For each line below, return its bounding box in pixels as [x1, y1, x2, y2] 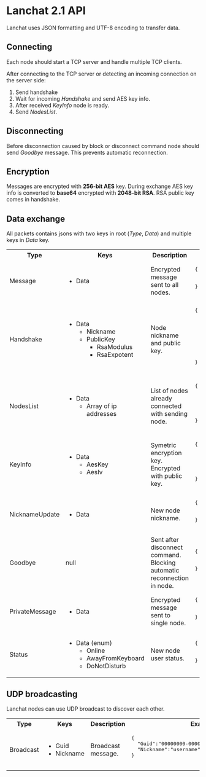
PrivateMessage [9, 607, 56, 615]
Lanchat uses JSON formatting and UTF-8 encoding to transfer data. [6, 24, 180, 31]
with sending [150, 410, 188, 418]
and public [150, 338, 181, 347]
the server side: [6, 76, 46, 84]
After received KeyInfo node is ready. [15, 101, 109, 109]
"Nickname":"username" [137, 746, 200, 752]
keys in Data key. [6, 236, 50, 244]
